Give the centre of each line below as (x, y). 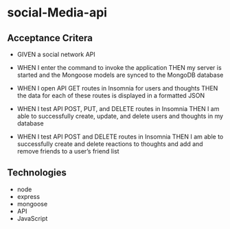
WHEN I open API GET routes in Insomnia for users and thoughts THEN (117, 88)
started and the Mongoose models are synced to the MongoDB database (120, 75)
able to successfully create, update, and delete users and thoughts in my (120, 116)
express (28, 196)
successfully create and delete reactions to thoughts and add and (110, 144)
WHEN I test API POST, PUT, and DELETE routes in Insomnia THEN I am (118, 109)
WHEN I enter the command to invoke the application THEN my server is (119, 68)
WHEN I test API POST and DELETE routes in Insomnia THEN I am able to (120, 136)
